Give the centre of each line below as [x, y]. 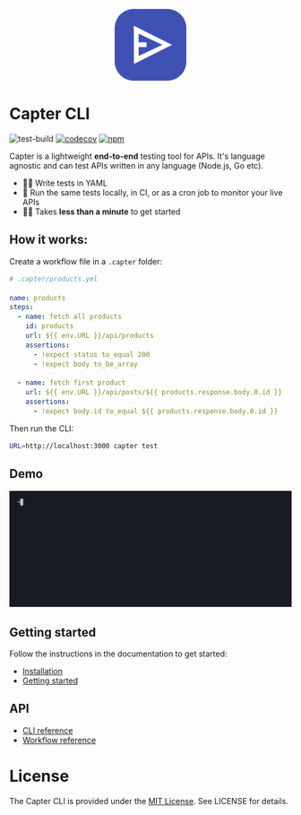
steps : [21, 308]
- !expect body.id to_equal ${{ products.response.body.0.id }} [155, 412]
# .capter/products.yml [54, 279]
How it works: [48, 240]
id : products [50, 326]
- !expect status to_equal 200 [91, 354]
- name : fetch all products [70, 317]
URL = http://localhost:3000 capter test [84, 446]
